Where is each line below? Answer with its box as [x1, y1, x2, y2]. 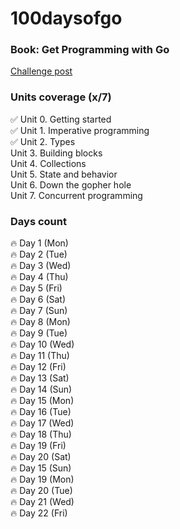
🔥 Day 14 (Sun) [10, 383, 73, 396]
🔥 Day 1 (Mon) [10, 237, 69, 249]
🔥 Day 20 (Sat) [10, 451, 72, 463]
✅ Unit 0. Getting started [10, 113, 112, 125]
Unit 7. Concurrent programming [10, 189, 143, 201]
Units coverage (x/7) [10, 90, 112, 104]
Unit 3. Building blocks [10, 147, 103, 159]
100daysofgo [10, 7, 123, 30]
